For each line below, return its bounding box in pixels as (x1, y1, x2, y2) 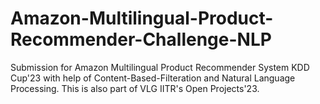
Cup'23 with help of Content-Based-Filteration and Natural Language (10, 72, 296, 84)
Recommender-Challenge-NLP (10, 28, 272, 51)
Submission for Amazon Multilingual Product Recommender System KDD (10, 61, 310, 73)
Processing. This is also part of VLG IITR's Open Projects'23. (10, 82, 260, 94)
